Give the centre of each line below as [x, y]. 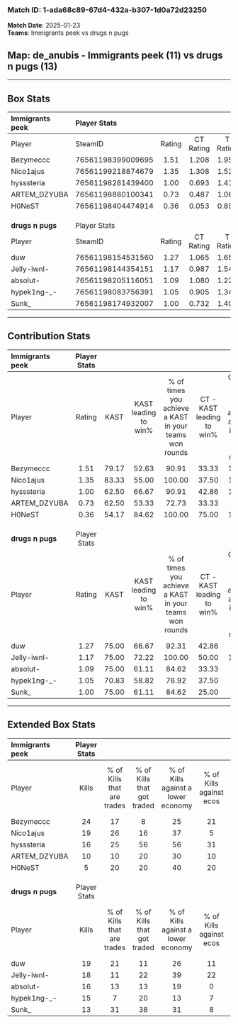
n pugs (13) [33, 66]
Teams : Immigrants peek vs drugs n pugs [68, 33]
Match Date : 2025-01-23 [44, 26]
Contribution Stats [49, 336]
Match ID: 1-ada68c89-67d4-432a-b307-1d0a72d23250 [107, 10]
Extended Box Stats [51, 725]
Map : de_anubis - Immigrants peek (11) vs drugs [115, 55]
